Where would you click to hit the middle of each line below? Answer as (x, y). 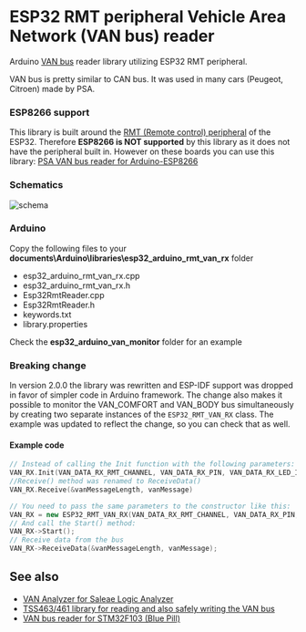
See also (34, 577)
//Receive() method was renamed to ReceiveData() (106, 482)
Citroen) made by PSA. (52, 88)
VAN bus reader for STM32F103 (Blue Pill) (101, 618)
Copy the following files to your (68, 248)
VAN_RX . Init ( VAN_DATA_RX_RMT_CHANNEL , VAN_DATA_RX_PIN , (117, 473)
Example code (37, 445)
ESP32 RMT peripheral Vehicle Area (148, 17)
